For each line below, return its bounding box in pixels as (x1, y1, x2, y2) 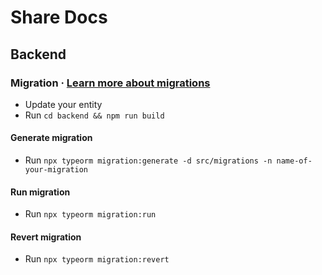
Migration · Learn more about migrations (10, 76, 211, 90)
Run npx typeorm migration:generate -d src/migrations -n (24, 154, 273, 166)
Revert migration (10, 231, 82, 243)
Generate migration (10, 132, 93, 144)
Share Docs (10, 6, 108, 29)
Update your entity (24, 98, 103, 110)
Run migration (10, 186, 71, 198)
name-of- (276, 156, 313, 166)
